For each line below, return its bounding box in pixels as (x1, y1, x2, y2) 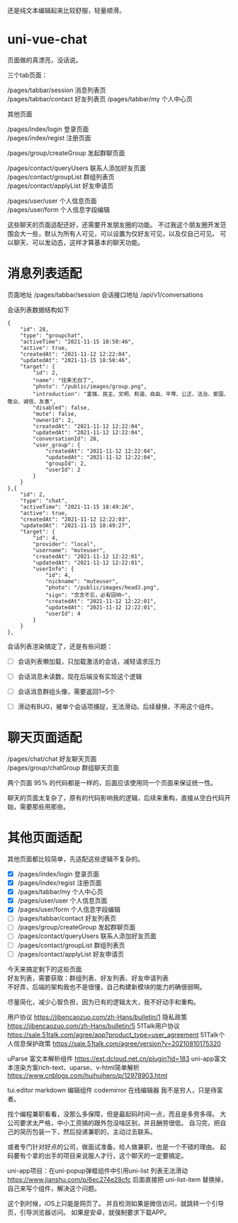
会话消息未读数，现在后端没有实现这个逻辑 (17, 672, 142, 680)
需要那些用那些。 (19, 803, 69, 811)
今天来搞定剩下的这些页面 (7, 964, 82, 973)
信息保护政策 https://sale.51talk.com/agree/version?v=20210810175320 (13, 1039, 222, 1047)
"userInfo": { (33, 565, 74, 573)
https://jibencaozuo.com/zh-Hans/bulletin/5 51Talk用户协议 (7, 1021, 181, 1030)
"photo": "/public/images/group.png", (33, 383, 147, 390)
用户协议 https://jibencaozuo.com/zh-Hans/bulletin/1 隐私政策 (7, 1013, 188, 1021)
